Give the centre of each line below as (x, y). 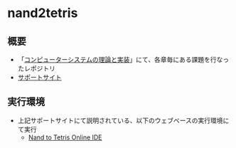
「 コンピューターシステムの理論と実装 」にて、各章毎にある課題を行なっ (123, 59)
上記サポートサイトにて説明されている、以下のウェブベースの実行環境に (123, 120)
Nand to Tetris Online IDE (65, 137)
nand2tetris (43, 13)
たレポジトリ (36, 68)
